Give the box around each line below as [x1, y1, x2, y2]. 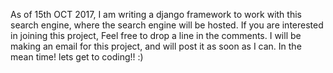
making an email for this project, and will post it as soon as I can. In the [10, 40, 302, 52]
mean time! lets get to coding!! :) [10, 51, 144, 63]
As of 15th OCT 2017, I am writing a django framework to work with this [10, 9, 302, 20]
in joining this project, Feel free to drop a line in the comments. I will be [10, 30, 302, 41]
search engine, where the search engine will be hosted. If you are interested [10, 19, 324, 31]
